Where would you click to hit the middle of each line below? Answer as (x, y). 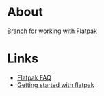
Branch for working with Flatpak (52, 31)
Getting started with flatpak (55, 85)
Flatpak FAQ (34, 77)
